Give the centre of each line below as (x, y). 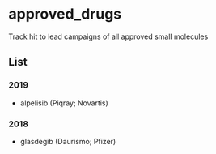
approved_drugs (65, 14)
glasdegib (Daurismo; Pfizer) (68, 141)
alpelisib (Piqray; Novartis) (64, 103)
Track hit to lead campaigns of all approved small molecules (108, 36)
